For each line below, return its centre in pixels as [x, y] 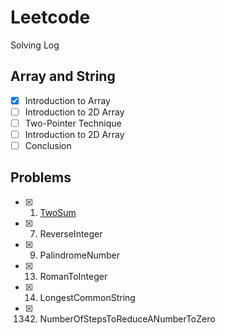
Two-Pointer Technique [73, 123]
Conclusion [48, 145]
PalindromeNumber [79, 255]
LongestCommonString [87, 297]
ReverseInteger [71, 233]
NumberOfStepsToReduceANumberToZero [127, 318]
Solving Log [35, 45]
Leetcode [50, 17]
